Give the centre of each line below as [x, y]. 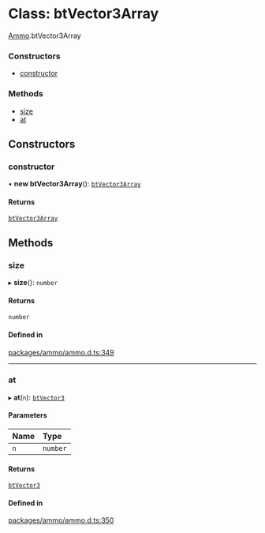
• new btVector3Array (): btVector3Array [75, 184]
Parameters [28, 415]
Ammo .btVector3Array [45, 36]
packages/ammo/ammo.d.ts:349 [61, 352]
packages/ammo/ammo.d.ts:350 [61, 520]
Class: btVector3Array [84, 14]
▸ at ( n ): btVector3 [37, 397]
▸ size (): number [33, 283]
